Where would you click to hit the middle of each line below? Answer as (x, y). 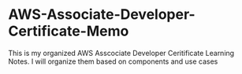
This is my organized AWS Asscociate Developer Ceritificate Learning (121, 53)
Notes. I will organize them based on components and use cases (113, 61)
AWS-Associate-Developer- (102, 15)
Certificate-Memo (69, 31)
